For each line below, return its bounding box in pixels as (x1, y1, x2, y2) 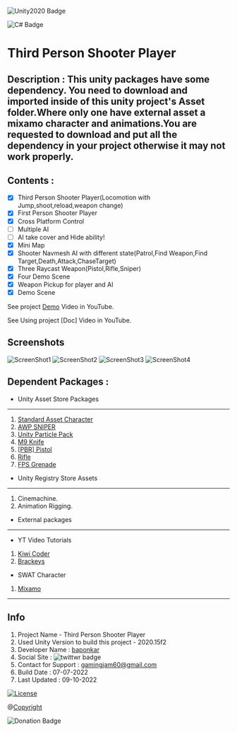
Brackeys (17, 557, 45, 565)
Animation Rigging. (17, 501, 73, 510)
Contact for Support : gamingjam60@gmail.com (17, 660, 157, 668)
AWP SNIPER (17, 422, 56, 431)
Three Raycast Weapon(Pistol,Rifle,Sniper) (17, 264, 141, 272)
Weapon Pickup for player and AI (17, 280, 114, 289)
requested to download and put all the (7, 128, 178, 141)
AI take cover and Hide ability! (17, 233, 105, 241)
